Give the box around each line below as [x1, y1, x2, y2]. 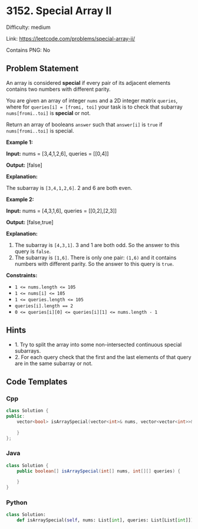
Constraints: [6, 271, 38, 278]
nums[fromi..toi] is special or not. [6, 109, 91, 116]
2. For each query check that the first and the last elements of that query [14, 353, 192, 360]
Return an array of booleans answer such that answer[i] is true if [6, 121, 163, 128]
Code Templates [6, 376, 68, 387]
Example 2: [6, 196, 34, 203]
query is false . [14, 248, 51, 255]
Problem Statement [6, 64, 79, 74]
